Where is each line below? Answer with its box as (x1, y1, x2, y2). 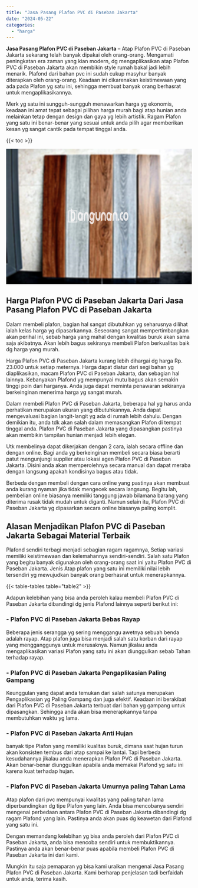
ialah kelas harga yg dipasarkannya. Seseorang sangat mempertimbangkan (6, 327, 189, 334)
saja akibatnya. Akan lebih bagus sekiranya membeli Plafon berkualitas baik (6, 339, 190, 347)
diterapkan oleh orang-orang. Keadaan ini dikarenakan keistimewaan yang (6, 77, 187, 84)
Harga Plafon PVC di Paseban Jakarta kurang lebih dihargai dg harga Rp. (6, 357, 183, 364)
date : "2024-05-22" (6, 15, 54, 22)
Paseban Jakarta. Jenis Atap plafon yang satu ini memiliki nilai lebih (6, 565, 170, 572)
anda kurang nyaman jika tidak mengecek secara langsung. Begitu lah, (6, 485, 178, 492)
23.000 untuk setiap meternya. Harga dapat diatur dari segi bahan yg (6, 363, 174, 370)
